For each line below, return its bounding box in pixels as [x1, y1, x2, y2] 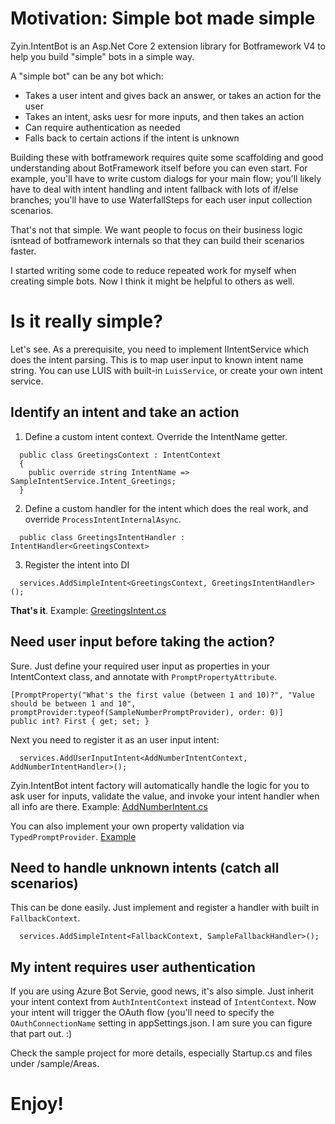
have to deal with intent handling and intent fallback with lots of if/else [10, 183, 299, 195]
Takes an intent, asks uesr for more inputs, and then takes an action [24, 110, 305, 122]
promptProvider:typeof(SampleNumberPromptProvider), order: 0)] [10, 707, 284, 717]
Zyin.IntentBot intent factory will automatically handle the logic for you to [10, 779, 310, 791]
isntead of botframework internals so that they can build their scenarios [10, 234, 305, 246]
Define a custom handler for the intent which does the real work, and [24, 502, 309, 514]
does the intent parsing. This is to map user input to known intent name [10, 353, 304, 366]
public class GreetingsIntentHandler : [19, 532, 186, 542]
